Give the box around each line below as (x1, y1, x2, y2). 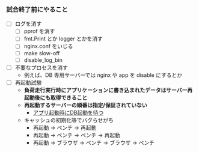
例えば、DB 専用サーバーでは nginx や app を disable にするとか (23, 71, 183, 79)
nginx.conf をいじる (23, 43, 73, 50)
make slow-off (23, 49, 60, 56)
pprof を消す (23, 28, 55, 35)
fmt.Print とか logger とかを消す (23, 35, 103, 43)
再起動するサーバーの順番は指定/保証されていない (23, 101, 147, 109)
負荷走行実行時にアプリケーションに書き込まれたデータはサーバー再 (23, 86, 193, 94)
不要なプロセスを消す (14, 64, 68, 71)
